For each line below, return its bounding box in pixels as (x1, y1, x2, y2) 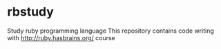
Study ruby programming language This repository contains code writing (7, 27, 214, 35)
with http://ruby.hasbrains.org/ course (7, 33, 115, 42)
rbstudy (7, 4, 54, 20)
